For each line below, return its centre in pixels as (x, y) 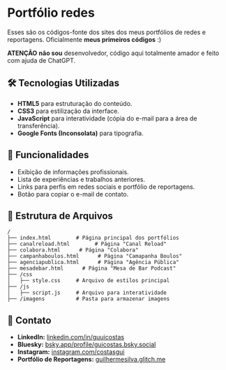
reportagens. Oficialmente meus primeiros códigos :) (84, 39)
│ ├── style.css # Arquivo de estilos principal (89, 281)
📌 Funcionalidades (48, 155)
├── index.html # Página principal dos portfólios (93, 238)
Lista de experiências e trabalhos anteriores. (81, 179)
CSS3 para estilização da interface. (68, 111)
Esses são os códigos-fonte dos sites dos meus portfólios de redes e (106, 32)
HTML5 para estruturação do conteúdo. (75, 103)
